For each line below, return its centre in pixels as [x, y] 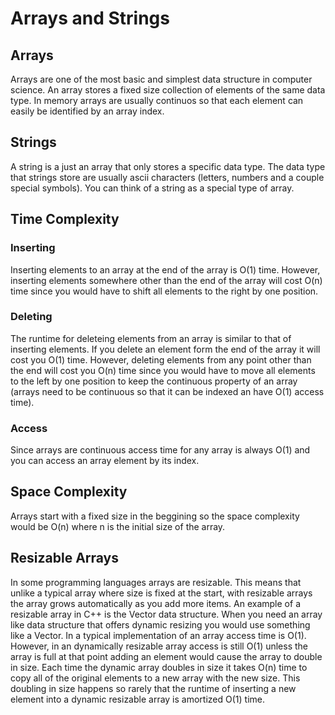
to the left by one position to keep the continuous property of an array [154, 381]
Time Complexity [65, 219]
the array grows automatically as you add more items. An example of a [155, 603]
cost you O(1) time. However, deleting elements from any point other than [161, 359]
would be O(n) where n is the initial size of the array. [118, 526]
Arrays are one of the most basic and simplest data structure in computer [161, 79]
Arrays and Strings [90, 18]
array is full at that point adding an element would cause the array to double [166, 656]
